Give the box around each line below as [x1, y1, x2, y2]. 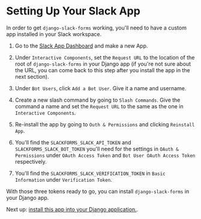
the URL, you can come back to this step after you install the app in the [14, 66, 190, 73]
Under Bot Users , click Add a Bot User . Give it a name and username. [14, 84, 187, 91]
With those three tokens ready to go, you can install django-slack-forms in [6, 188, 190, 195]
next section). [14, 73, 49, 80]
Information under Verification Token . [14, 176, 112, 183]
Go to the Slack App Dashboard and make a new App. [14, 42, 148, 49]
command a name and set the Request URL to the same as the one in [14, 102, 184, 109]
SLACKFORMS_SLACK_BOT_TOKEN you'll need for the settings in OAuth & [14, 145, 179, 152]
